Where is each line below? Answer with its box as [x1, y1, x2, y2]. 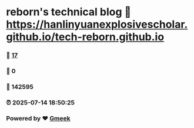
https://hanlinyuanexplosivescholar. [6, 18, 188, 31]
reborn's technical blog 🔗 [6, 5, 132, 19]
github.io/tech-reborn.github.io [6, 31, 165, 43]
